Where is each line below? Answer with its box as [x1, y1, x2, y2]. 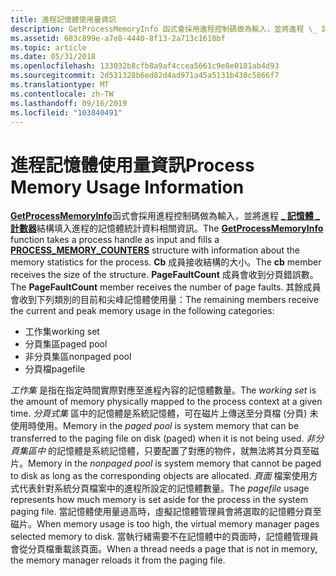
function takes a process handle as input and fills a [10, 234, 220, 246]
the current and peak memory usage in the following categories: [10, 305, 275, 317]
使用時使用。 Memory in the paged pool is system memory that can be [10, 420, 300, 432]
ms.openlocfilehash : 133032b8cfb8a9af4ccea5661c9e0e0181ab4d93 [10, 61, 280, 71]
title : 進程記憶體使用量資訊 [10, 14, 117, 25]
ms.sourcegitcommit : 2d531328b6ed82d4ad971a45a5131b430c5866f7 [10, 71, 280, 81]
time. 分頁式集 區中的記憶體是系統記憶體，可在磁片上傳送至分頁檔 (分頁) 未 [10, 407, 319, 420]
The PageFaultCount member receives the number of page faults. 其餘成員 [10, 281, 322, 293]
